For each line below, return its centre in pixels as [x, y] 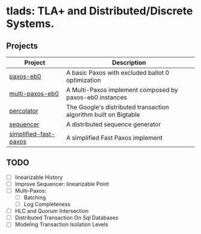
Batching [35, 197]
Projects [22, 46]
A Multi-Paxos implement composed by [122, 90]
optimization [83, 80]
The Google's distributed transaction [118, 107]
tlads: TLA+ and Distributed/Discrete [100, 11]
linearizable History [39, 177]
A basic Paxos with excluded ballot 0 [118, 73]
